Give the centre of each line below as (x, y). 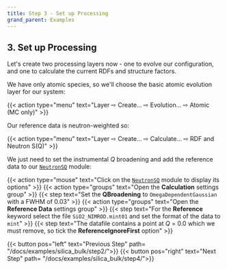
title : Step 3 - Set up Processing (58, 13)
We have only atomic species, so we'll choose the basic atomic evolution (110, 85)
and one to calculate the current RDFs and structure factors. (92, 71)
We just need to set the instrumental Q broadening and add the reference (110, 159)
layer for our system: (36, 92)
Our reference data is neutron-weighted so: (68, 126)
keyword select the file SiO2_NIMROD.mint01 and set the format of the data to (114, 216)
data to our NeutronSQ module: (50, 167)
